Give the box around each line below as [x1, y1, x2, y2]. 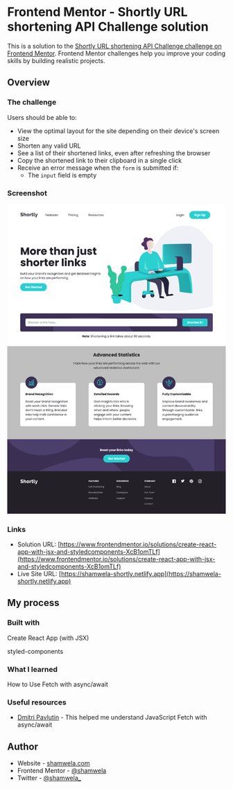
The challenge [7, 98, 57, 107]
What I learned [7, 664, 58, 674]
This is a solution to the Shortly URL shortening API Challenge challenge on [7, 42, 222, 50]
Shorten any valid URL [17, 141, 81, 150]
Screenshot [7, 188, 47, 198]
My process [7, 597, 60, 609]
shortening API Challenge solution [7, 19, 209, 35]
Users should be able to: [7, 113, 78, 121]
